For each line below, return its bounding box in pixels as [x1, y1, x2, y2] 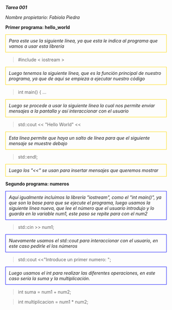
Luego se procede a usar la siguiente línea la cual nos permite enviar [9, 103, 155, 108]
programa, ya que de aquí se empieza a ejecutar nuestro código [9, 75, 145, 82]
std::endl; [17, 154, 38, 160]
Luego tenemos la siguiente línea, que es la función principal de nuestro [9, 70, 161, 76]
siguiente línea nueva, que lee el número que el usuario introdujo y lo [9, 205, 155, 211]
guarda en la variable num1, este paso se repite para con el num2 [9, 210, 148, 217]
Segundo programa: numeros [5, 181, 69, 187]
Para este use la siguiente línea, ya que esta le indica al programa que [9, 38, 158, 44]
